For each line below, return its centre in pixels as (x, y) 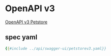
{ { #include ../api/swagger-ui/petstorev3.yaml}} (56, 48)
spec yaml (21, 37)
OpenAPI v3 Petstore (26, 22)
